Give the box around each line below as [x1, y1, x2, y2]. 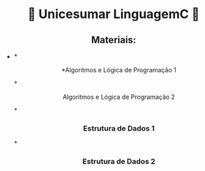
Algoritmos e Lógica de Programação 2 [62, 93, 176, 101]
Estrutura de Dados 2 [82, 156, 155, 166]
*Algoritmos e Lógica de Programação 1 [61, 66, 176, 74]
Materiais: [91, 34, 137, 46]
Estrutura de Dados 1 [83, 123, 155, 133]
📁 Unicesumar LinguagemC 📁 [27, 6, 200, 22]
